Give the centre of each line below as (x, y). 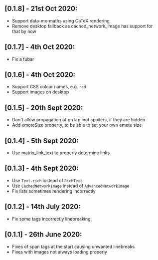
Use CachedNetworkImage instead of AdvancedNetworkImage (71, 186)
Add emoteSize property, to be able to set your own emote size (77, 125)
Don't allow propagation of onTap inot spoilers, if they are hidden (79, 120)
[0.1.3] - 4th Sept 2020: (42, 168)
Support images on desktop (40, 92)
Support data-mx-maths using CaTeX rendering (61, 20)
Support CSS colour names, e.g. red (49, 87)
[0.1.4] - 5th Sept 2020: (42, 140)
